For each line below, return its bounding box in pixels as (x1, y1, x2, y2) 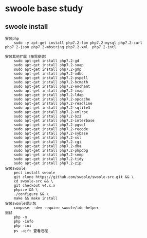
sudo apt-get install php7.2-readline (14, 101, 92, 106)
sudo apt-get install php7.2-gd (14, 59, 79, 63)
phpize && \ (14, 187, 38, 192)
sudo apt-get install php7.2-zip (14, 161, 82, 166)
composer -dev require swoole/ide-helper (14, 205, 99, 210)
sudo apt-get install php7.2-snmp (14, 152, 84, 157)
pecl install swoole (14, 170, 55, 175)
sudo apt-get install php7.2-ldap (14, 93, 84, 98)
